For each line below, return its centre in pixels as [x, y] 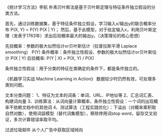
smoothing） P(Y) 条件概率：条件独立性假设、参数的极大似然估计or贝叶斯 [79, 52]
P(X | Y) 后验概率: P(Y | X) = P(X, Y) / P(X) [52, 58]
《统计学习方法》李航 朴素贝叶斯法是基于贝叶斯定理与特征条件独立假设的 [78, 7]
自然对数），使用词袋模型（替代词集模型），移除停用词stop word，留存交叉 [79, 113]
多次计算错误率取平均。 [37, 120]
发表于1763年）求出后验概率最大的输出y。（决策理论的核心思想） [78, 36]
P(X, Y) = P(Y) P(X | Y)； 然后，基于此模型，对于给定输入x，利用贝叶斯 [81, 30]
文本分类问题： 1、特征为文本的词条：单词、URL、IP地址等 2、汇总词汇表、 [81, 95]
